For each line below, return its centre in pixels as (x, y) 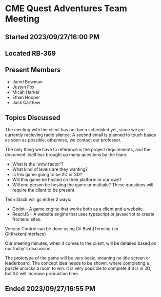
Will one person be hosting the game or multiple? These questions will (83, 185)
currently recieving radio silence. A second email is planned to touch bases (80, 135)
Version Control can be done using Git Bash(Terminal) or (62, 228)
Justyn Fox (23, 87)
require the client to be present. (44, 190)
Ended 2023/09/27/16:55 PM (50, 288)
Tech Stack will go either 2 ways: (38, 199)
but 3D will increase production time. (42, 273)
